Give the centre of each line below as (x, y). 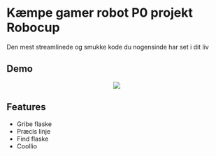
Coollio (27, 146)
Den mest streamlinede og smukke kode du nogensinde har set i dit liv (108, 47)
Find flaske (33, 139)
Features (26, 107)
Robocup (33, 28)
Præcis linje (34, 131)
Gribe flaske (34, 124)
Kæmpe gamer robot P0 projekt (100, 13)
